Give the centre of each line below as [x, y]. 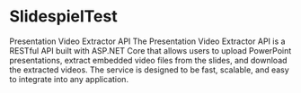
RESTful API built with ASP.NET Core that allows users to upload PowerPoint [150, 50]
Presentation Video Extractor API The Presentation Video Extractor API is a [147, 41]
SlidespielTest [64, 17]
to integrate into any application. [69, 79]
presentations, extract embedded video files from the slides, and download [148, 60]
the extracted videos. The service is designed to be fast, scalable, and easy [149, 70]
